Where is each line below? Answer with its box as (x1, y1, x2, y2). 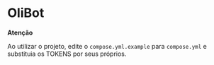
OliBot (7, 5, 45, 21)
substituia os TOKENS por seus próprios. (7, 49, 127, 58)
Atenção (7, 28, 33, 37)
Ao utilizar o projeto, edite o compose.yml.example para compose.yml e (7, 42, 207, 50)
